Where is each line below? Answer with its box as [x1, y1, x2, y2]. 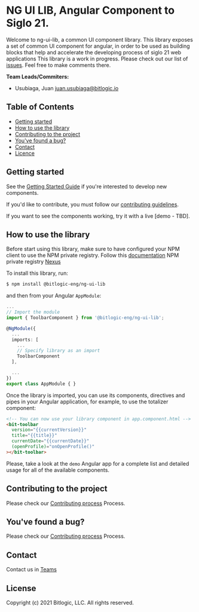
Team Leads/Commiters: [6, 73, 69, 80]
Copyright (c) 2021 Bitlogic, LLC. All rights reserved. [6, 599, 134, 606]
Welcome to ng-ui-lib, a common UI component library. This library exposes [6, 36, 193, 43]
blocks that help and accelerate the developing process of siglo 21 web [6, 48, 182, 56]
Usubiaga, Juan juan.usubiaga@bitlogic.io [14, 84, 119, 91]
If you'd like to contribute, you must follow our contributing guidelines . [6, 201, 179, 208]
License [6, 583, 36, 593]
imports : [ [11, 336, 39, 342]
